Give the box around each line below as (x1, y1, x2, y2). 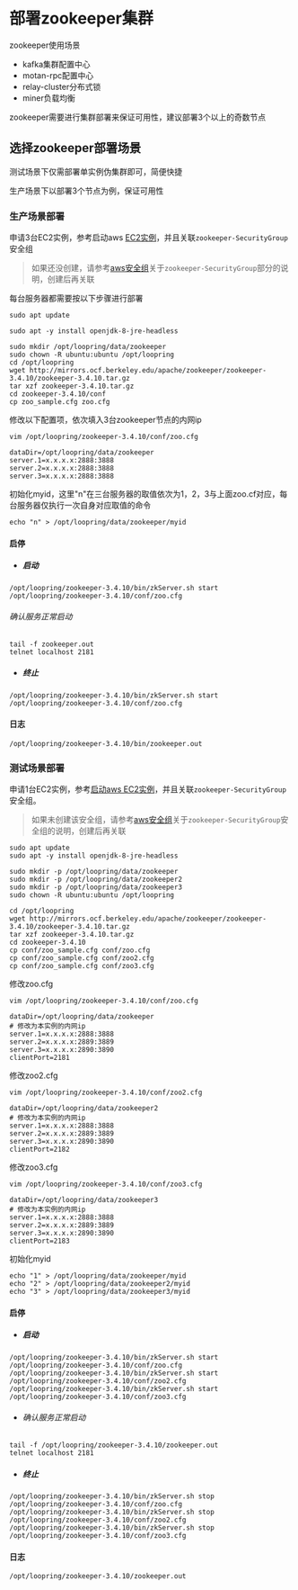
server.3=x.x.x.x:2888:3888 (9, 472, 115, 481)
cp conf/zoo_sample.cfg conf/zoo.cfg (9, 946, 151, 955)
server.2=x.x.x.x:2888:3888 (9, 464, 115, 473)
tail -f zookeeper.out (9, 640, 94, 649)
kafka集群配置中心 (22, 58, 92, 69)
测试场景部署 (9, 761, 66, 774)
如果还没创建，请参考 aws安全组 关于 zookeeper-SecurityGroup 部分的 (31, 263, 281, 274)
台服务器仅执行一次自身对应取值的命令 (9, 500, 151, 511)
